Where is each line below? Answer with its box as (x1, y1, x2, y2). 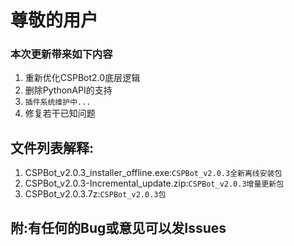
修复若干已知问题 (24, 107, 96, 120)
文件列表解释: (10, 139, 95, 156)
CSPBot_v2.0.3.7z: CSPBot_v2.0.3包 (24, 188, 167, 200)
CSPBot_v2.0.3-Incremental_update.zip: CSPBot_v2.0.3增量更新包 (24, 177, 285, 190)
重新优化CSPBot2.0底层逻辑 (24, 72, 141, 84)
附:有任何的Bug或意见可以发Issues (10, 219, 227, 236)
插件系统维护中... (24, 97, 92, 108)
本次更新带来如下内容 (10, 47, 113, 61)
